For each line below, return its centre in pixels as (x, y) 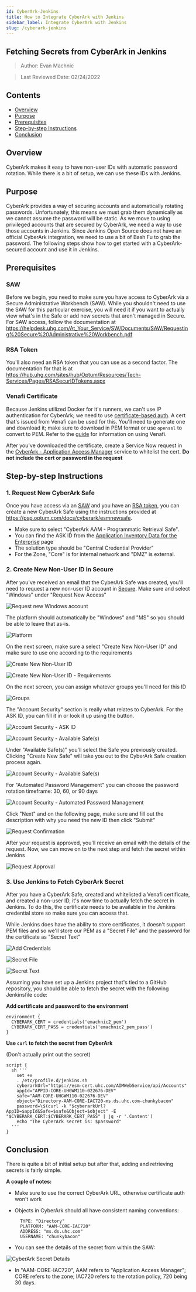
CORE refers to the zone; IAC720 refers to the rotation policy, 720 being (101, 1276)
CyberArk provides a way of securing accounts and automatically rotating (95, 206)
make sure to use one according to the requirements (69, 652)
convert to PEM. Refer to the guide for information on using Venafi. (86, 434)
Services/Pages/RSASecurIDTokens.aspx (56, 381)
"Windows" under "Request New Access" (56, 595)
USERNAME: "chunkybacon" (50, 1236)
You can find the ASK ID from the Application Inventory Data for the (96, 536)
